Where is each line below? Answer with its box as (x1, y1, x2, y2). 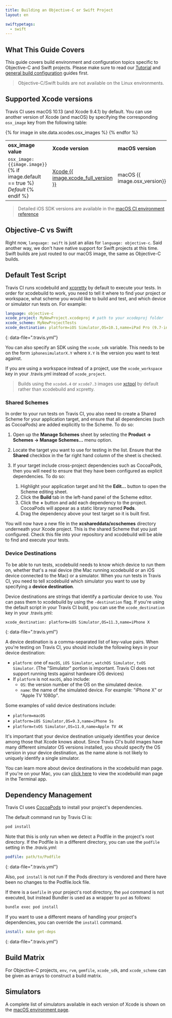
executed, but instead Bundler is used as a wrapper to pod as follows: (5, 895, 151, 901)
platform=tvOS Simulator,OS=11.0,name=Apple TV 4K (12, 724, 123, 729)
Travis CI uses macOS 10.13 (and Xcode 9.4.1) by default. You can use (5, 108, 152, 115)
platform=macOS (12, 713, 46, 718)
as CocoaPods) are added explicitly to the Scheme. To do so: (5, 422, 134, 428)
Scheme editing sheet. (20, 489, 68, 495)
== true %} (8, 179, 34, 187)
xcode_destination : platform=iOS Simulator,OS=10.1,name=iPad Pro (5, 325, 150, 331)
